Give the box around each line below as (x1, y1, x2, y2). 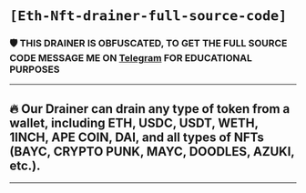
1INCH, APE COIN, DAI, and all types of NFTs (9, 129, 264, 145)
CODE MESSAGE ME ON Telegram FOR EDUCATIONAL (9, 52, 252, 65)
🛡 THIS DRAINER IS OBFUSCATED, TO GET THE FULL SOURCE (9, 37, 288, 50)
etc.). (9, 157, 41, 173)
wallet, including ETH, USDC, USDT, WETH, (9, 115, 259, 130)
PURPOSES (9, 63, 60, 76)
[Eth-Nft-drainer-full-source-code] (9, 7, 288, 25)
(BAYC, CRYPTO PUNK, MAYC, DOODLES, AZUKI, (9, 144, 295, 159)
